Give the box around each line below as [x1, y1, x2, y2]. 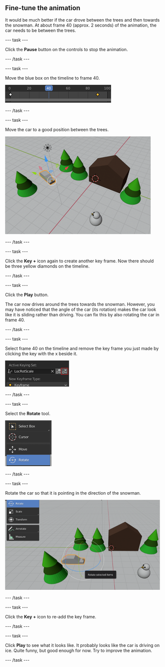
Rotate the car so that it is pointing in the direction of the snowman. [5, 490, 141, 496]
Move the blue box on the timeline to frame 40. [5, 75, 100, 81]
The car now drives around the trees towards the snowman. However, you [5, 301, 155, 307]
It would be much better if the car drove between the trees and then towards [5, 17, 160, 23]
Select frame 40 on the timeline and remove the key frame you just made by [5, 345, 159, 351]
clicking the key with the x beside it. [5, 351, 78, 357]
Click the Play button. [5, 292, 49, 298]
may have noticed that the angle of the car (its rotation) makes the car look [5, 306, 156, 312]
